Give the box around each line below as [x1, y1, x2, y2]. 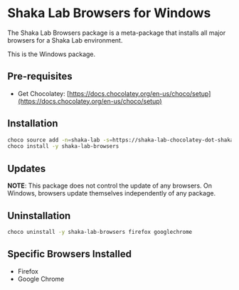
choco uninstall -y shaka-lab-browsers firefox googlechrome [7, 228, 193, 235]
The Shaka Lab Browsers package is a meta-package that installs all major [7, 28, 226, 37]
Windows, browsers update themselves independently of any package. [7, 189, 216, 198]
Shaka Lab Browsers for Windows [7, 5, 211, 21]
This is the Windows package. [7, 50, 96, 58]
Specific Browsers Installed [7, 248, 132, 260]
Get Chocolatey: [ [17, 89, 70, 97]
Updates [7, 162, 46, 175]
